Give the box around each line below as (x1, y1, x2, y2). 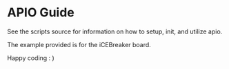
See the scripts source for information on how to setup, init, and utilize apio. (7, 27, 223, 36)
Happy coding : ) (7, 53, 55, 62)
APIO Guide (7, 5, 74, 20)
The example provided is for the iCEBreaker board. (7, 40, 152, 49)
